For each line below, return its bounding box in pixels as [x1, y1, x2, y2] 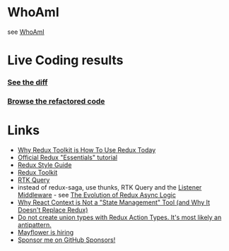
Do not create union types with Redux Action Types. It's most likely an [17, 213, 222, 221]
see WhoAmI [7, 27, 45, 36]
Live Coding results [7, 52, 124, 68]
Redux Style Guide [17, 160, 72, 169]
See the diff [7, 78, 48, 87]
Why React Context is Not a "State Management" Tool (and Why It [17, 198, 211, 207]
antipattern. [17, 220, 52, 229]
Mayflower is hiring [17, 228, 74, 236]
